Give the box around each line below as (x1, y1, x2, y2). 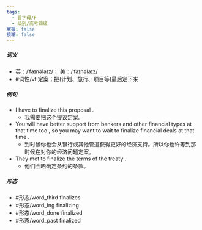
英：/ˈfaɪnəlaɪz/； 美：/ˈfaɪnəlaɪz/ (15, 68, 98, 75)
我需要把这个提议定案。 (24, 113, 84, 121)
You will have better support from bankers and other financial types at (15, 120, 192, 128)
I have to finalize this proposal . (15, 106, 94, 113)
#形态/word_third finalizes (15, 194, 81, 201)
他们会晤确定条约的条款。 (24, 162, 89, 170)
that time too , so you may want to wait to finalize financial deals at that (15, 127, 195, 134)
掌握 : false (6, 26, 35, 32)
